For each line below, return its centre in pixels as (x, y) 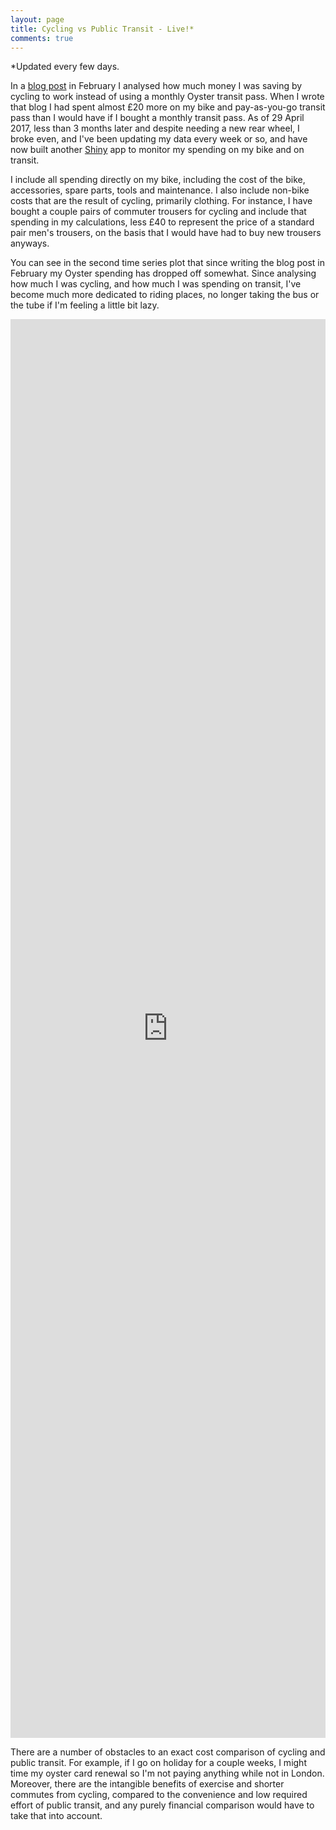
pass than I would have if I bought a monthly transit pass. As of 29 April (157, 118)
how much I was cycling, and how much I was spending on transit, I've (156, 284)
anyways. (30, 243)
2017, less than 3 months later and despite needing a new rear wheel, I (155, 128)
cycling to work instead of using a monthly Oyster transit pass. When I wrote (167, 97)
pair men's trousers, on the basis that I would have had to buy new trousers (166, 233)
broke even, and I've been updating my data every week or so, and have (159, 139)
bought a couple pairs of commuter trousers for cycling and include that (158, 212)
